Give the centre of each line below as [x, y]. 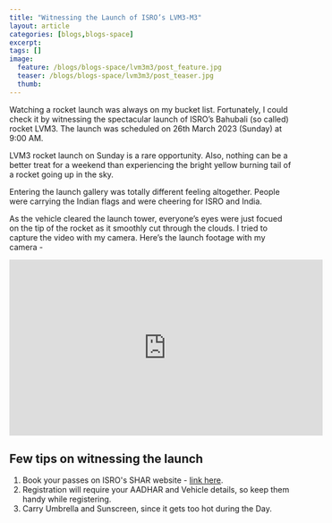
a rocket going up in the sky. [62, 174]
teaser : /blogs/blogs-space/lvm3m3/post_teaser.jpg [116, 76]
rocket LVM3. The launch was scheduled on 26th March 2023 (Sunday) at [145, 128]
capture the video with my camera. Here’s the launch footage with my [137, 237]
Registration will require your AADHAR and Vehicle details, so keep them [156, 490]
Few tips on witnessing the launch [106, 459]
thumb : [30, 84]
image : [21, 59]
